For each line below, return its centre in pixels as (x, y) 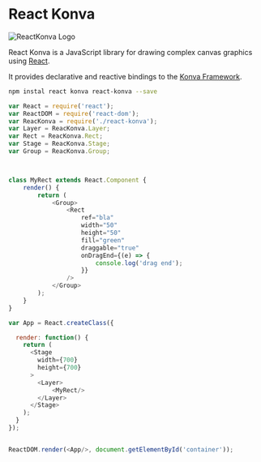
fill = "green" (103, 240)
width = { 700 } (58, 360)
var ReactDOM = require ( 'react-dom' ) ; (74, 113)
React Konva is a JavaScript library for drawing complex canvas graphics (130, 52)
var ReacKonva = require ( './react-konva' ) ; (83, 121)
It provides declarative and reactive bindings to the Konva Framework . (125, 76)
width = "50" (99, 225)
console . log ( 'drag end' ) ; (139, 263)
